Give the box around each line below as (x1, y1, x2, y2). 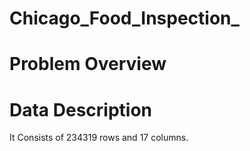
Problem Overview (9, 53, 167, 76)
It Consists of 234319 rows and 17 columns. (9, 132, 189, 144)
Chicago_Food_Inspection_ (9, 7, 240, 30)
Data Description (9, 98, 153, 121)
